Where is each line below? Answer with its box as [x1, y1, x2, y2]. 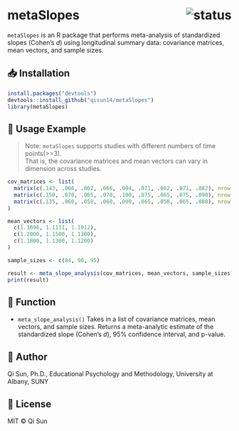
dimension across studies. [24, 165, 102, 173]
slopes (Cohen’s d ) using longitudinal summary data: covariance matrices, [7, 38, 225, 46]
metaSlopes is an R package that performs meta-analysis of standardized [7, 31, 221, 39]
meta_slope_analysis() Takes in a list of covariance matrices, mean [17, 315, 216, 323]
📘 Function [7, 296, 56, 308]
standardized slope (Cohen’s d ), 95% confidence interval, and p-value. [17, 330, 226, 338]
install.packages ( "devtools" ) [7, 90, 97, 97]
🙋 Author [7, 350, 48, 363]
